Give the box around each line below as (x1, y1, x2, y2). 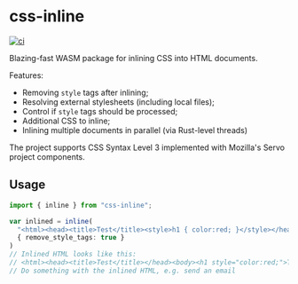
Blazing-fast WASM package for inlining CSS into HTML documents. (9, 52, 259, 63)
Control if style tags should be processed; (21, 106, 178, 116)
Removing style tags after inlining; (21, 87, 149, 98)
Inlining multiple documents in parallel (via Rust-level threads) (21, 124, 248, 135)
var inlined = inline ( (9, 217, 93, 225)
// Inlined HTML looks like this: (9, 250, 137, 259)
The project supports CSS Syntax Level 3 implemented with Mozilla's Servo (9, 142, 286, 153)
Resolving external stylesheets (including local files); (21, 96, 216, 107)
